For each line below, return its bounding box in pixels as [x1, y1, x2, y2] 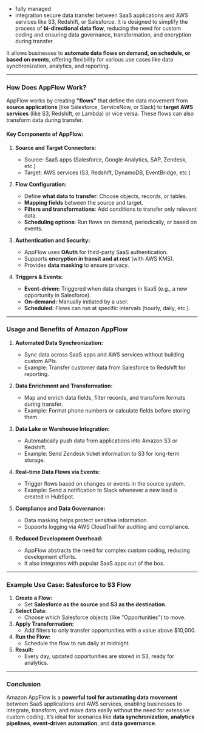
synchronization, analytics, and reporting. [6, 62, 110, 69]
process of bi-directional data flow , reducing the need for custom [15, 24, 182, 32]
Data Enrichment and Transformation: [15, 382, 113, 389]
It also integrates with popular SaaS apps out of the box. [24, 559, 165, 567]
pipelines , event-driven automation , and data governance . [6, 720, 157, 727]
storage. [24, 456, 46, 464]
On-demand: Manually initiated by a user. [24, 298, 129, 305]
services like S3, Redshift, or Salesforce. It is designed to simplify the [15, 18, 188, 25]
